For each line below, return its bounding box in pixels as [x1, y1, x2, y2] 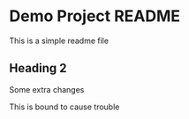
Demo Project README [9, 6, 181, 26]
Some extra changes [9, 84, 85, 94]
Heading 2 [9, 61, 68, 76]
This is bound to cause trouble [9, 101, 120, 112]
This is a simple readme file [9, 35, 109, 46]
